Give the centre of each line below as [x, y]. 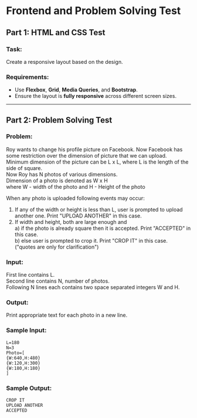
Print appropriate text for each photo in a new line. [67, 315]
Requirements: [28, 77]
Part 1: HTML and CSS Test [56, 33]
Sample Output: [29, 388]
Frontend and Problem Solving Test [94, 11]
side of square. [24, 168]
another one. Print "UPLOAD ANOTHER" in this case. [78, 216]
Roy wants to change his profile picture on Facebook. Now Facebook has [94, 149]
